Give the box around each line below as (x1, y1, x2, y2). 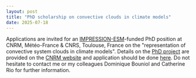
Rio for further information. (6, 67, 71, 74)
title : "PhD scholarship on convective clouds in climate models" (6, 14, 171, 20)
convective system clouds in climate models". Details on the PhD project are (6, 48, 190, 55)
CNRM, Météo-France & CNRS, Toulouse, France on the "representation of (6, 42, 186, 49)
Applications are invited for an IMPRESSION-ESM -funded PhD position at (6, 36, 183, 43)
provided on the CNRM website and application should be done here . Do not (6, 54, 190, 62)
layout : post (6, 8, 38, 15)
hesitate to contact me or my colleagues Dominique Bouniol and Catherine (6, 60, 185, 67)
